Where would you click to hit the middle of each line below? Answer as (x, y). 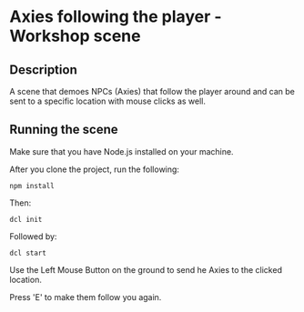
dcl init (26, 219)
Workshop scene (75, 36)
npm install (32, 186)
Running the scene (64, 130)
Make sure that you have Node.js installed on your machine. (122, 151)
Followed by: (33, 236)
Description (43, 70)
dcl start (28, 253)
